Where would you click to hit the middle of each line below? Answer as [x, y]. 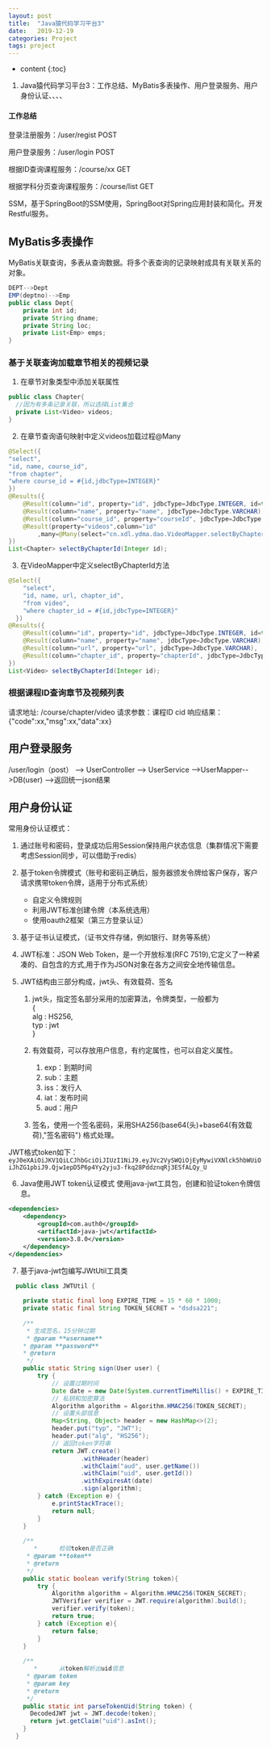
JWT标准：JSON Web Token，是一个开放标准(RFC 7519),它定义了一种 [136, 954]
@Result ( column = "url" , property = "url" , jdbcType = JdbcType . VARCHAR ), [140, 648]
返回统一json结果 [82, 779]
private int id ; [50, 310]
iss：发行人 [63, 1088]
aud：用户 [61, 1108]
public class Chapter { [46, 397]
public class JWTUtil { [55, 1286]
